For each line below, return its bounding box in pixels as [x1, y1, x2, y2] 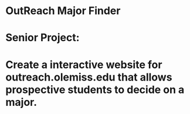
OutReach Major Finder [5, 4, 121, 18]
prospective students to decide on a [5, 83, 185, 96]
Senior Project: [5, 31, 80, 45]
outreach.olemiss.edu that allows [5, 71, 172, 83]
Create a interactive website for [5, 58, 162, 71]
